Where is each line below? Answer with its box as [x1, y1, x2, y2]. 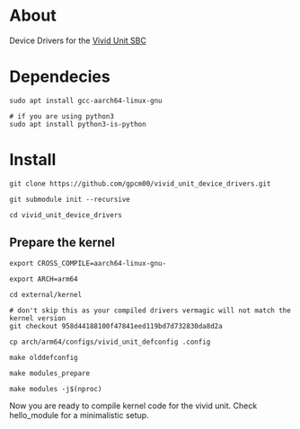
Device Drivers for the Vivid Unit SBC [9, 35, 146, 46]
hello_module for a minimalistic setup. [9, 409, 150, 420]
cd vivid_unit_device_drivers [9, 210, 123, 220]
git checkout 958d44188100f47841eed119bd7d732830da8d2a [9, 321, 223, 330]
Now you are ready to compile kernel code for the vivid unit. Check [9, 400, 258, 411]
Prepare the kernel [9, 235, 115, 250]
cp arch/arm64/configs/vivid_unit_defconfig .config [9, 337, 211, 346]
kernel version [9, 313, 66, 323]
